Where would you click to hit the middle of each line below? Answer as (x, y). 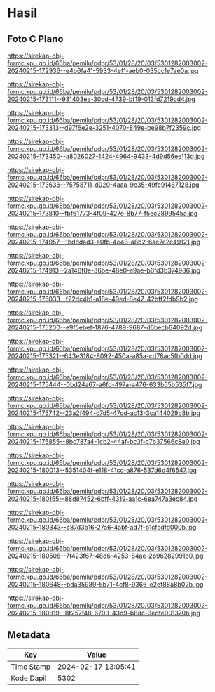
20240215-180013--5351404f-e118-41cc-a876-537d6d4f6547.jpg (102, 470)
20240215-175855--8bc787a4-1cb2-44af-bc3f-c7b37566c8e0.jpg (104, 442)
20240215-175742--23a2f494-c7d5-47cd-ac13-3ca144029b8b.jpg (104, 413)
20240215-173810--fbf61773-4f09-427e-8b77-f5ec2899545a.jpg (103, 213)
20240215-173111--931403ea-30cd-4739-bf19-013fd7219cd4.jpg (102, 99)
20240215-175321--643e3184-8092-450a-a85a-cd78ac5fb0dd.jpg (105, 356)
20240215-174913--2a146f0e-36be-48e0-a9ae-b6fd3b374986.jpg (104, 270)
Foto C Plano (35, 39)
